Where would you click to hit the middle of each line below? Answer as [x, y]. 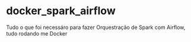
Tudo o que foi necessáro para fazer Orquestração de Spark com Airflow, [96, 27]
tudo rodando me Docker [37, 33]
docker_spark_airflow [61, 11]
